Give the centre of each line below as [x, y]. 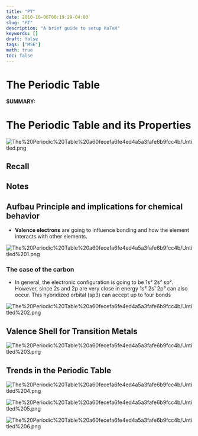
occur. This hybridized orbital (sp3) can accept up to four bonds [93, 295]
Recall [18, 166]
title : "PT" [21, 12]
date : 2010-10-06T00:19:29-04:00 [47, 17]
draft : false [22, 39]
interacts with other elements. [51, 237]
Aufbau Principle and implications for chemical [95, 207]
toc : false [20, 56]
